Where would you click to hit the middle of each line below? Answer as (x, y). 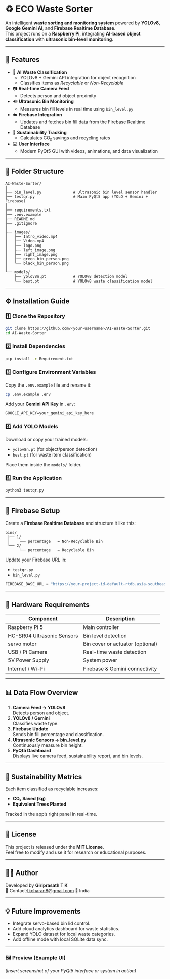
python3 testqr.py (25, 490)
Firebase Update (30, 729)
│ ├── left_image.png (30, 250)
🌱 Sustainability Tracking (39, 132)
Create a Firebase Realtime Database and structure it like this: (70, 523)
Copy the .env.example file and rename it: (48, 385)
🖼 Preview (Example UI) (35, 958)
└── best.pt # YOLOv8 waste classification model (83, 281)
